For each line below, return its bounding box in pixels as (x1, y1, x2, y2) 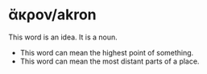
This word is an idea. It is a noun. (8, 32, 118, 42)
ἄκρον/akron (8, 6, 97, 24)
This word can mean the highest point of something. (19, 47, 194, 57)
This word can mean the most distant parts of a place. (19, 56, 200, 66)
